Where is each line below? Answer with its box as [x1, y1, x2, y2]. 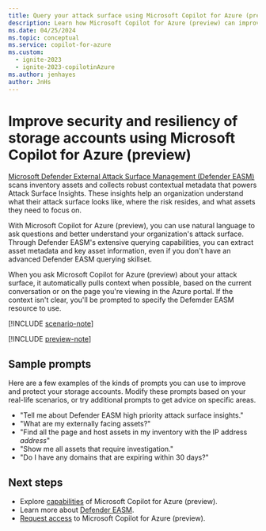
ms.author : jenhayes [8, 71, 77, 78]
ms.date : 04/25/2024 [8, 26, 77, 34]
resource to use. [8, 304, 62, 313]
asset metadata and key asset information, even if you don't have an [8, 246, 231, 256]
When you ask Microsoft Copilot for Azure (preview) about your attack [8, 270, 237, 280]
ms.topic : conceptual [8, 33, 80, 42]
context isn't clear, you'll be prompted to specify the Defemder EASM [8, 295, 235, 305]
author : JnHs [8, 78, 51, 86]
